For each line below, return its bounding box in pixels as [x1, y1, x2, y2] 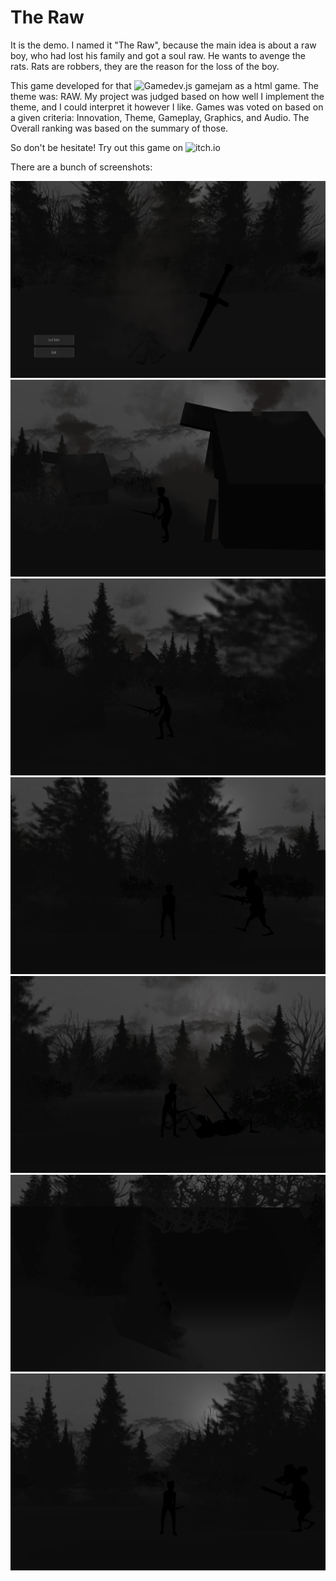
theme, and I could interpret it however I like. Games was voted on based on [10, 101, 324, 113]
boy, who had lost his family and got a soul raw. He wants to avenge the [10, 49, 306, 61]
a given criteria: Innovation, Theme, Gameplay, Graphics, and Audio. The [10, 111, 310, 123]
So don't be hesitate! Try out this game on [10, 141, 184, 153]
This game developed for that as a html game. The [10, 79, 319, 91]
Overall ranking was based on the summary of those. [10, 122, 229, 134]
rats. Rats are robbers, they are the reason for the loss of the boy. [10, 60, 280, 72]
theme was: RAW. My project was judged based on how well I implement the [10, 90, 325, 102]
